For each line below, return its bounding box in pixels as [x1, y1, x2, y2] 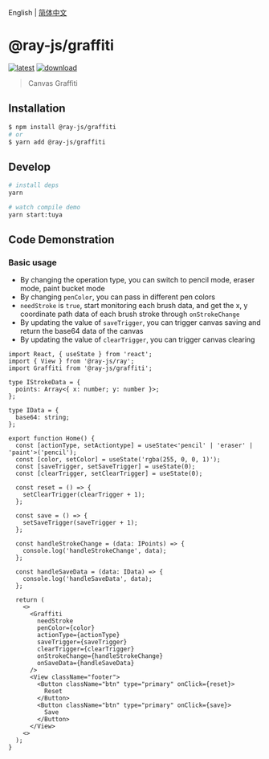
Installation [8, 102, 66, 116]
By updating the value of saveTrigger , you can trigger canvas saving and [19, 318, 261, 327]
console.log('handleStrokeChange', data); [22, 547, 167, 555]
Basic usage [8, 257, 58, 268]
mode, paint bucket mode [19, 284, 106, 294]
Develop [8, 160, 51, 173]
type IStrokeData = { [8, 379, 81, 387]
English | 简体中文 [8, 8, 67, 17]
